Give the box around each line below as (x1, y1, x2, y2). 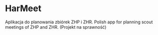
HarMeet (5, 3, 41, 14)
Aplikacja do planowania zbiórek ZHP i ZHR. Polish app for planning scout (5, 19, 153, 25)
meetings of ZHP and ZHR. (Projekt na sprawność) (5, 24, 107, 30)
